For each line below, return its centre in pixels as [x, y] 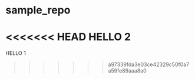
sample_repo [38, 10]
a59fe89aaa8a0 [127, 71]
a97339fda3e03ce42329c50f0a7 [149, 64]
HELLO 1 [16, 53]
